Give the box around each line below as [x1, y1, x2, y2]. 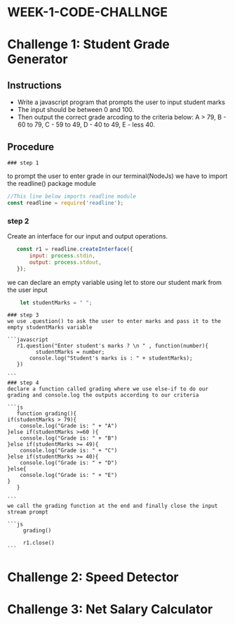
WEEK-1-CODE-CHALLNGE [7, 4, 168, 20]
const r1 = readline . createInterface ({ [16, 246, 133, 253]
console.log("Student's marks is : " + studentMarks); [29, 355, 193, 362]
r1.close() [22, 540, 55, 547]
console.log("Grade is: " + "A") [20, 423, 118, 430]
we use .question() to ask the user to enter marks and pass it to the [7, 318, 221, 325]
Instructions [7, 79, 62, 91]
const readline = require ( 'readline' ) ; [7, 199, 124, 206]
